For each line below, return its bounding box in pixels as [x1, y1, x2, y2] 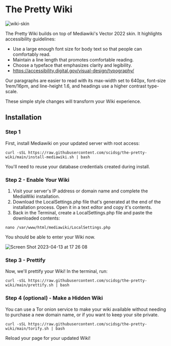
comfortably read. [12, 51, 51, 57]
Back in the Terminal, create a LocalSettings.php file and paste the [12, 209, 153, 215]
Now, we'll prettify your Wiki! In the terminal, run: [5, 268, 108, 274]
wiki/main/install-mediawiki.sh [5, 155, 74, 160]
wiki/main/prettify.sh [5, 283, 54, 288]
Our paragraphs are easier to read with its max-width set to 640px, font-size [5, 77, 166, 83]
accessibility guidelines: [5, 36, 56, 42]
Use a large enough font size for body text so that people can [12, 46, 142, 52]
